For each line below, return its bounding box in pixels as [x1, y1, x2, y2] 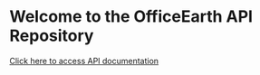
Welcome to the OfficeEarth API [9, 6, 254, 27]
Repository [9, 25, 94, 46]
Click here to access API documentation [9, 55, 159, 66]
